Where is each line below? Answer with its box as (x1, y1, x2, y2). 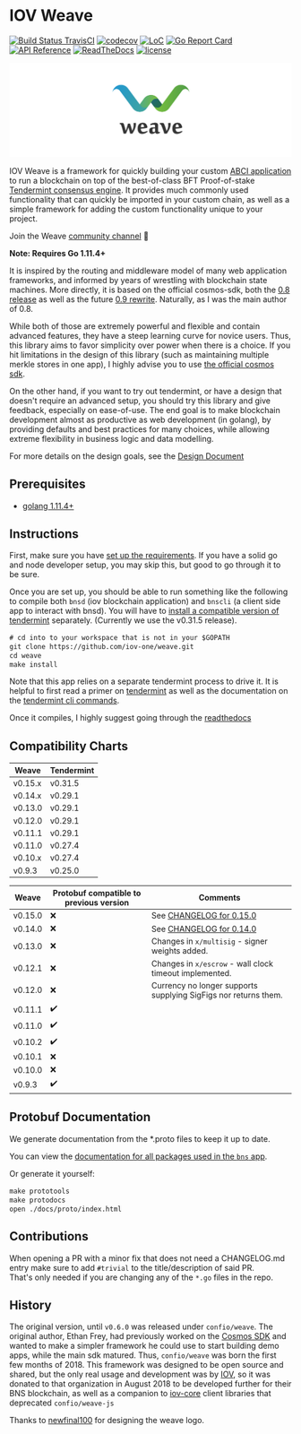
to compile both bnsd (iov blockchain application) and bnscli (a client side (9, 596, 281, 607)
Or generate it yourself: (9, 1168, 96, 1179)
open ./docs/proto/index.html (9, 1205, 123, 1214)
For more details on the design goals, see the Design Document (9, 450, 245, 462)
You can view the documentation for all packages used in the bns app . (9, 1151, 268, 1162)
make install (9, 661, 58, 669)
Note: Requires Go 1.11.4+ (9, 247, 106, 258)
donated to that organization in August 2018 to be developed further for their (9, 1378, 292, 1389)
